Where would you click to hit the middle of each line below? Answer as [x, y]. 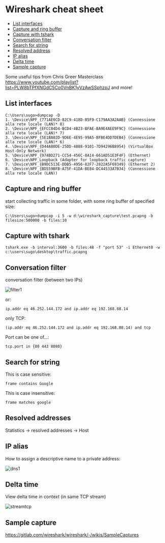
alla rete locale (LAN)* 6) [35, 142]
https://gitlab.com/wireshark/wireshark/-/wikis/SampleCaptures [72, 535]
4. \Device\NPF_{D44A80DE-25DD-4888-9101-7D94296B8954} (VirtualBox [79, 146]
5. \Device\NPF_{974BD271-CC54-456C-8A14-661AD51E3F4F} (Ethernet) [78, 155]
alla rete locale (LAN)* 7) [35, 133]
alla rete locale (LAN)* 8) [35, 124]
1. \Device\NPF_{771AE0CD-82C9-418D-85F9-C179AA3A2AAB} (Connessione [80, 120]
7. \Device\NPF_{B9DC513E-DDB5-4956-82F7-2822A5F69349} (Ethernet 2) [80, 164]
